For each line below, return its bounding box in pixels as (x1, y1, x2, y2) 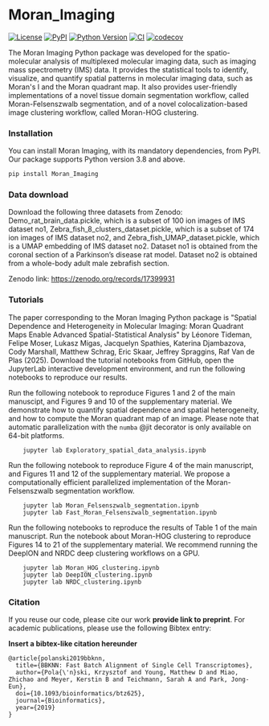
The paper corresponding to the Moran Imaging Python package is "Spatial (8, 312, 257, 322)
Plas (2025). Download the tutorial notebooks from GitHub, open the (8, 355, 234, 365)
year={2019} (15, 703, 56, 712)
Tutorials (8, 294, 44, 306)
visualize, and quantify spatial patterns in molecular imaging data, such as (8, 73, 253, 83)
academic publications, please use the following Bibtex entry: (8, 623, 211, 633)
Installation (8, 127, 54, 138)
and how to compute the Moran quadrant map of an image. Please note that (8, 413, 259, 423)
